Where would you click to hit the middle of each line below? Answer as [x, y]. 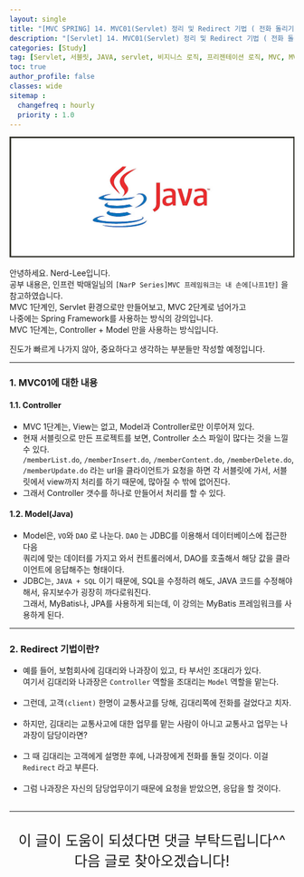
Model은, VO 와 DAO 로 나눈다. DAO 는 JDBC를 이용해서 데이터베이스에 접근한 [155, 535]
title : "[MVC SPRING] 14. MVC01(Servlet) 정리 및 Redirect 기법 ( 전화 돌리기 [152, 29]
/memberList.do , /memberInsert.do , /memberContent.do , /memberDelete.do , [158, 459]
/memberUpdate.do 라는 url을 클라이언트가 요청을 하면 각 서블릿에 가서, [147, 470]
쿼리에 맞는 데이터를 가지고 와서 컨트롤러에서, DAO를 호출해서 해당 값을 [148, 558]
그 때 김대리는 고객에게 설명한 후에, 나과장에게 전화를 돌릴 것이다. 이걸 [145, 756]
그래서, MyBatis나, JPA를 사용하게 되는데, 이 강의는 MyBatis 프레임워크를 [152, 603]
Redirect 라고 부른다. [61, 767]
